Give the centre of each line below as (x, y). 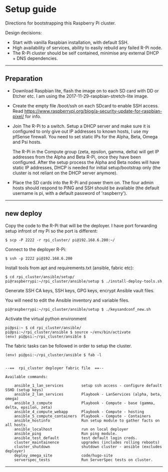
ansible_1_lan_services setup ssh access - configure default (88, 386)
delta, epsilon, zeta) (29, 407)
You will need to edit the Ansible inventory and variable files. (67, 300)
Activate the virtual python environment (46, 319)
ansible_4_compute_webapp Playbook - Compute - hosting (79, 412)
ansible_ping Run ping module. (66, 434)
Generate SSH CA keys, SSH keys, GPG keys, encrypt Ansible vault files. (80, 290)
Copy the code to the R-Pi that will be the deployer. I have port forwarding (81, 225)
